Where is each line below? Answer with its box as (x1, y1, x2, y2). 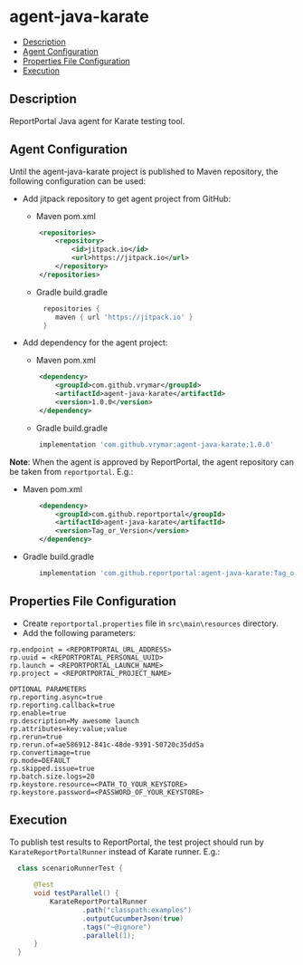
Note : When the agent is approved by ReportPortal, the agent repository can (9, 456, 294, 468)
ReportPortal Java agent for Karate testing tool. (9, 115, 185, 126)
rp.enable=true (9, 709, 67, 718)
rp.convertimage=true (9, 748, 91, 758)
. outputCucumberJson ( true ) (81, 913, 184, 923)
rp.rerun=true (9, 732, 63, 741)
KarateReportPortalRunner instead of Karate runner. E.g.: (9, 845, 221, 857)
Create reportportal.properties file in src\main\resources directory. (22, 618, 279, 629)
